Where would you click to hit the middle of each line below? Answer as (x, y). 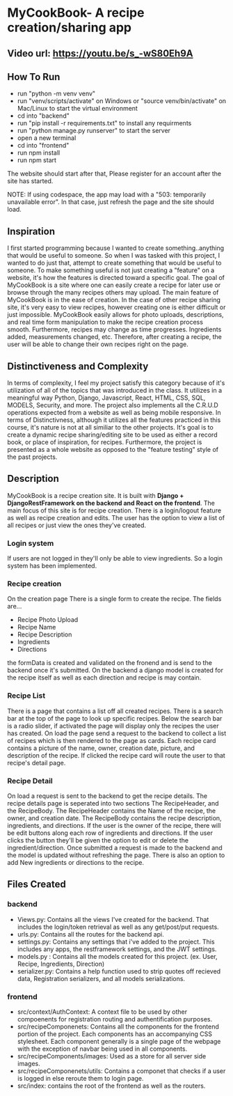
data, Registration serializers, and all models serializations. (101, 978)
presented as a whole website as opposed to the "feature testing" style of (113, 450)
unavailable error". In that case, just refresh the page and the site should (111, 202)
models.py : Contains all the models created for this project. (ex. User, (117, 956)
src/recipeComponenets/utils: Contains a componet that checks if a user (121, 1071)
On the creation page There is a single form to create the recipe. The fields (114, 599)
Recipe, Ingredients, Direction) (61, 964)
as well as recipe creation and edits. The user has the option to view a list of (116, 517)
